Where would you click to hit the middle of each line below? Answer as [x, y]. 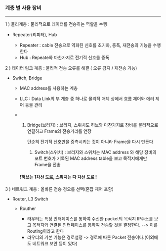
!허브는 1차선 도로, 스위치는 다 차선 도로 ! [58, 177]
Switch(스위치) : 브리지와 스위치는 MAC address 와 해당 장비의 [95, 152]
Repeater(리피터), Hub [35, 35]
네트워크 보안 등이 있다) [55, 243]
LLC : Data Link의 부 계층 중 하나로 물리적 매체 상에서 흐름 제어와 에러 [87, 99]
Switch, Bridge [27, 78]
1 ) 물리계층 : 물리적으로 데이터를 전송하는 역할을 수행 [56, 24]
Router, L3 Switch [30, 199]
